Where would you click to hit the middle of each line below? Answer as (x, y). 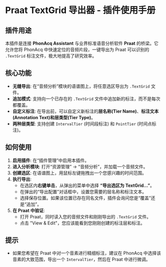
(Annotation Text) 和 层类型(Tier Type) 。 (54, 117)
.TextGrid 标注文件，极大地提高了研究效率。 (51, 56)
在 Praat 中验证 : (28, 210)
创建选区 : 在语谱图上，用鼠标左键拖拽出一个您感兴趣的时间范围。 (79, 173)
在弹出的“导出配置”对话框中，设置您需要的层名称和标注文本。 (83, 191)
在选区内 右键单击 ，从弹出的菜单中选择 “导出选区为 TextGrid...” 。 (87, 185)
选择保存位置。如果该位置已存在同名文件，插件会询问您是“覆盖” (85, 198)
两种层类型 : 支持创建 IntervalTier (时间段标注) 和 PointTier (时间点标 (84, 124)
